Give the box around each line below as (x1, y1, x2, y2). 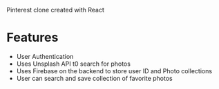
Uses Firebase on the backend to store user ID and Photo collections (16, 66, 212, 75)
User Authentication (16, 52, 74, 60)
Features (6, 30, 59, 45)
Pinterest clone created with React (6, 6, 104, 14)
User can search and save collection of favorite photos (16, 74, 173, 82)
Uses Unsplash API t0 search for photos (16, 60, 131, 68)
